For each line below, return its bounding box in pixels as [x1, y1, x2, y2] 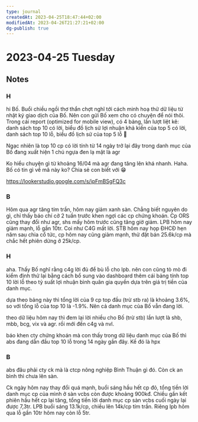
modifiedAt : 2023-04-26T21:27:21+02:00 [6, 20, 105, 25]
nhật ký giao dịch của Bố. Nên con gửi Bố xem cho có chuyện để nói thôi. [6, 112, 185, 119]
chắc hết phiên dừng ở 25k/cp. [6, 238, 82, 245]
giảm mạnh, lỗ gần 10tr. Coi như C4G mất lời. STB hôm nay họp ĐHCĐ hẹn [6, 225, 187, 232]
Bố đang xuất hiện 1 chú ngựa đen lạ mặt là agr [6, 149, 121, 156]
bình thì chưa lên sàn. [6, 373, 59, 380]
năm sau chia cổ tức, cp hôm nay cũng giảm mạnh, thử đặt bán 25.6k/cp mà [6, 231, 192, 238]
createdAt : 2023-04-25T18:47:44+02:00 [6, 14, 102, 20]
